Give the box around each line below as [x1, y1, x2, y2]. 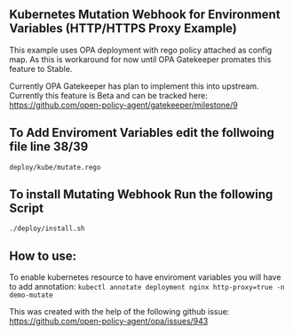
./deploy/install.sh [9, 224, 86, 234]
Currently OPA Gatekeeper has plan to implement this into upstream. [9, 80, 259, 92]
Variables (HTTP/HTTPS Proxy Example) [9, 21, 238, 36]
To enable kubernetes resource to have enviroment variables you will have [9, 272, 281, 283]
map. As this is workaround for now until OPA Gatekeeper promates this [9, 53, 272, 65]
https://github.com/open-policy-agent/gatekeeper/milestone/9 [9, 100, 238, 110]
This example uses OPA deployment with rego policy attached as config [9, 44, 273, 55]
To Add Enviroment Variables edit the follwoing [9, 125, 275, 140]
